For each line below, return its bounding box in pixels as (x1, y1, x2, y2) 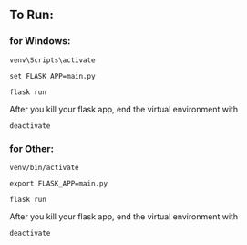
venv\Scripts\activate (9, 55, 96, 65)
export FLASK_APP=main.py (9, 178, 108, 188)
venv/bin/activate (9, 163, 79, 172)
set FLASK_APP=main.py (9, 71, 96, 80)
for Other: (9, 142, 55, 154)
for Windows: (9, 35, 71, 48)
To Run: (9, 7, 55, 23)
